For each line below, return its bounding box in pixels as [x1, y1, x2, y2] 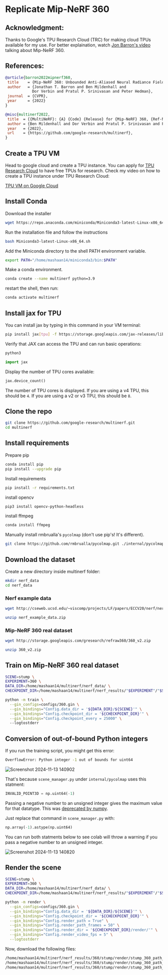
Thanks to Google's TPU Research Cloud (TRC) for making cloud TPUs [5, 37, 151, 43]
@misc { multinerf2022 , [5, 112, 50, 117]
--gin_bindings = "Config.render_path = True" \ [9, 918, 108, 923]
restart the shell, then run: [5, 285, 58, 291]
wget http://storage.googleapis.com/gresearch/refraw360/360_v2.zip [5, 638, 151, 643]
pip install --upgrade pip [5, 466, 61, 471]
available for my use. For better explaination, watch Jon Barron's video [5, 42, 151, 48]
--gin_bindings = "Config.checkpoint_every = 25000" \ [9, 716, 122, 721]
